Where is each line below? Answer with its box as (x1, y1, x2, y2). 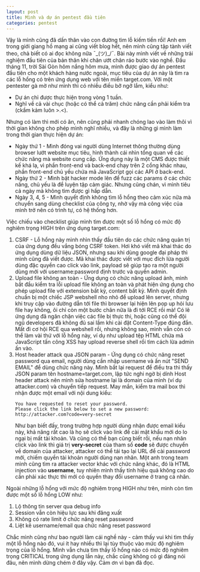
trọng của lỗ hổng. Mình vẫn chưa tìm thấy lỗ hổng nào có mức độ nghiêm (6, 546, 189, 553)
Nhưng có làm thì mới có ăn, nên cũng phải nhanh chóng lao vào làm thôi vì (6, 118, 192, 126)
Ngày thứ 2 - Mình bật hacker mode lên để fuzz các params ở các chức (14, 175, 192, 182)
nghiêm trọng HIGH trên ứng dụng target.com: (6, 225, 120, 232)
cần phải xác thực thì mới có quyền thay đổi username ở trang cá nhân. (14, 473, 191, 481)
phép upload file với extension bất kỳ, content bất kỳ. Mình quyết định (14, 287, 187, 294)
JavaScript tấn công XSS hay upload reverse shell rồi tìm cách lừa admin (14, 338, 195, 345)
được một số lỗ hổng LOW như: (6, 491, 83, 499)
